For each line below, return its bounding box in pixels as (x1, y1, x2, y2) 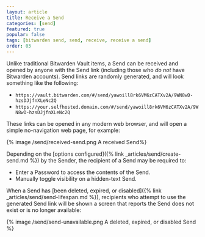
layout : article (6, 9, 48, 15)
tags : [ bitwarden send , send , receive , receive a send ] (6, 37, 151, 43)
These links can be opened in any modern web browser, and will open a (6, 120, 187, 127)
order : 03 (6, 43, 32, 49)
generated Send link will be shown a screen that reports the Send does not (6, 200, 194, 207)
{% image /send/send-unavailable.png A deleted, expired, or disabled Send (6, 218, 196, 225)
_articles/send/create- (124, 150, 181, 158)
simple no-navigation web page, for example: (6, 126, 120, 134)
